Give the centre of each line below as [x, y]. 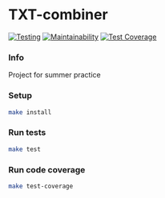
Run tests [27, 133]
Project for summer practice [55, 75]
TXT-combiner [58, 15]
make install [30, 112]
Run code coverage [47, 169]
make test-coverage [41, 186]
